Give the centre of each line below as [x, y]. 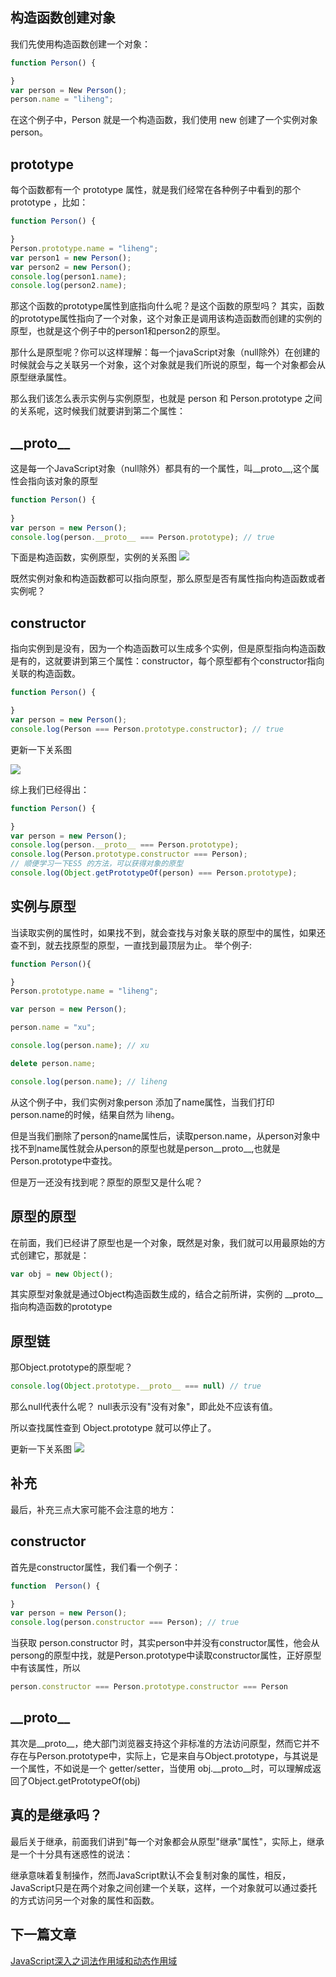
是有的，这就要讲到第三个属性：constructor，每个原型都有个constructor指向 [167, 661]
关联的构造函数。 [45, 674]
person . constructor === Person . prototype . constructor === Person [149, 1687]
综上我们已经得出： [50, 789]
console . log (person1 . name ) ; [69, 276]
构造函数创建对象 [63, 18]
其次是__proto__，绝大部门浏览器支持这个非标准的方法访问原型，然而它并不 [165, 1743]
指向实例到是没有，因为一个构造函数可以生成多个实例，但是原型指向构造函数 [168, 649]
